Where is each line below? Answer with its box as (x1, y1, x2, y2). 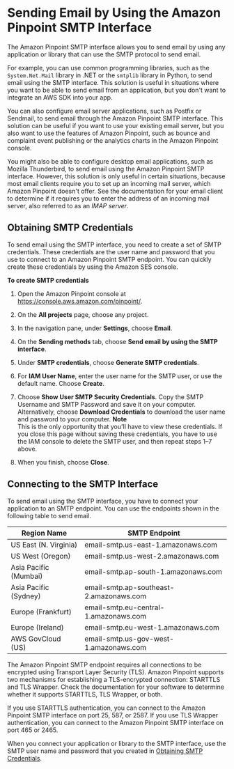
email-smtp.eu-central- (84, 603, 165, 612)
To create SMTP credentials (7, 276, 89, 284)
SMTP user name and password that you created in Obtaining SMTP (7, 747, 203, 755)
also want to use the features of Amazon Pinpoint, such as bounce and (7, 129, 210, 137)
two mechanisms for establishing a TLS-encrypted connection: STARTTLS (7, 675, 221, 683)
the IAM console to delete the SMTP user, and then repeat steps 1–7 (17, 437, 212, 445)
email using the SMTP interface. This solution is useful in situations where (7, 78, 219, 86)
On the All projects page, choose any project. (17, 310, 149, 318)
